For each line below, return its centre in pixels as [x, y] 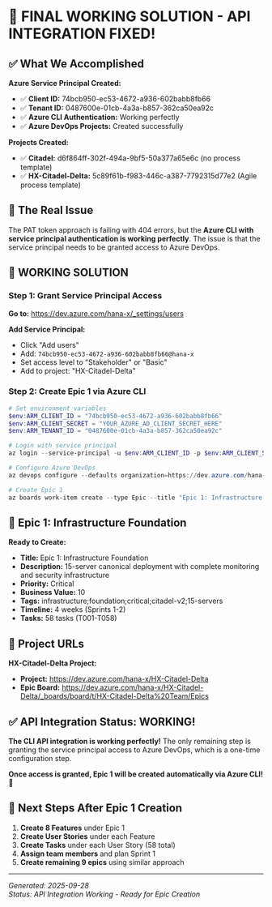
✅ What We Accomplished [76, 64]
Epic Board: [40, 687]
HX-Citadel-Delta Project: [53, 663]
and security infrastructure [65, 575]
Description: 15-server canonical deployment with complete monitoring [140, 567]
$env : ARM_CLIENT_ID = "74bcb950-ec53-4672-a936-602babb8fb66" [115, 416]
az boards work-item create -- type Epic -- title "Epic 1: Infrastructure [136, 498]
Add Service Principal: [47, 329]
